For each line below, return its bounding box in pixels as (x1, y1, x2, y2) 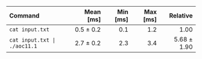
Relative (169, 11, 193, 20)
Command (9, 11, 40, 20)
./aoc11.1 (9, 43, 37, 49)
